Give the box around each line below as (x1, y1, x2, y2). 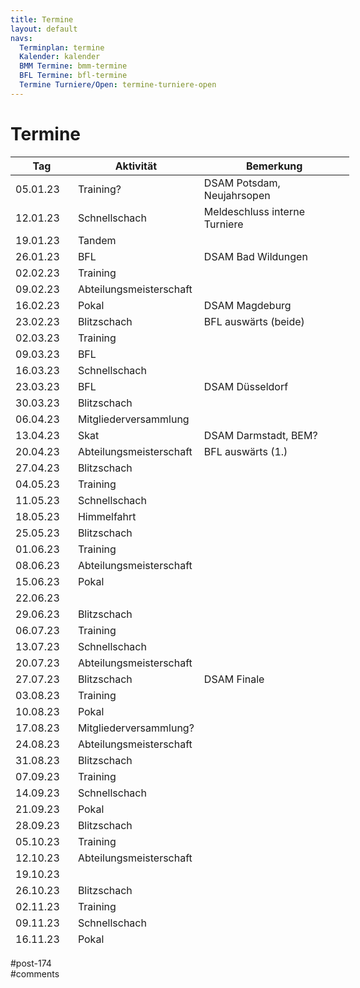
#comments (10, 967, 60, 980)
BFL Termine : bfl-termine (19, 71, 128, 81)
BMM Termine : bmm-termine (19, 61, 128, 71)
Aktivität (114, 159, 158, 173)
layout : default (10, 24, 78, 34)
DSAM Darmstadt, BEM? (203, 428, 318, 442)
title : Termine (10, 14, 74, 25)
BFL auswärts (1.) (203, 444, 288, 458)
